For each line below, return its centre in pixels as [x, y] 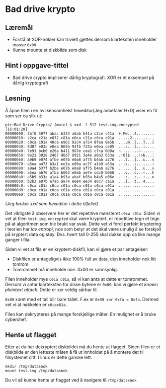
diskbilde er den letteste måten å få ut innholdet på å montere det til [75, 352]
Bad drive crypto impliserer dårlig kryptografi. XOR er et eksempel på [83, 78]
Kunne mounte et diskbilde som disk [49, 50]
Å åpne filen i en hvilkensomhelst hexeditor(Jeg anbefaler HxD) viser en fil [81, 110]
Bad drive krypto [40, 9]
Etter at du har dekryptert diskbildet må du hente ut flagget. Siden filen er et [83, 347]
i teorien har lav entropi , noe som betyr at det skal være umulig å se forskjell [83, 229]
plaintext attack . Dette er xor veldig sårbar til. [52, 290]
